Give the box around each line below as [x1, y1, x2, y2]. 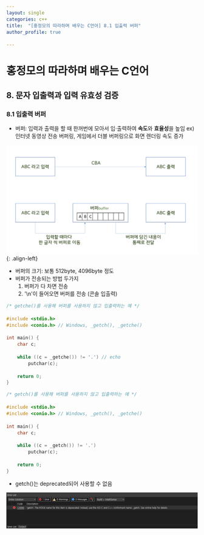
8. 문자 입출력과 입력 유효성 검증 [6, 90, 119, 100]
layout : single [6, 10, 45, 16]
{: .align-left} [6, 255, 38, 262]
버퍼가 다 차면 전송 [24, 282, 69, 289]
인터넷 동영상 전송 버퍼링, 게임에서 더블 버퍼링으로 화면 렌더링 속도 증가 [15, 132, 184, 140]
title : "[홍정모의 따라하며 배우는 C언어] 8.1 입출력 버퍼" [6, 22, 141, 29]
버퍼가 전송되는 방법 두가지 [15, 275, 79, 282]
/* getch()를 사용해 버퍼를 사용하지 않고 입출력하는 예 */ [6, 391, 137, 397]
